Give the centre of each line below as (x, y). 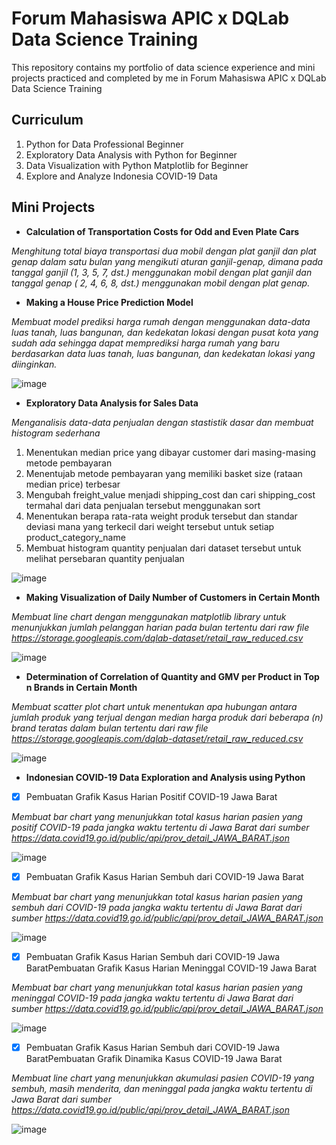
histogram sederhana (56, 433)
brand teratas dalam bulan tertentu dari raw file (110, 728)
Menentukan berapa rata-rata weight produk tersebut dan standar (161, 516)
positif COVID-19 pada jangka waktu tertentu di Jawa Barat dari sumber (160, 827)
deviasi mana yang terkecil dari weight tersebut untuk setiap (150, 526)
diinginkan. (34, 364)
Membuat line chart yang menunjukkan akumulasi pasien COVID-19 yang (163, 1078)
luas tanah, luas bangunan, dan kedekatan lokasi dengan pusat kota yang (165, 332)
